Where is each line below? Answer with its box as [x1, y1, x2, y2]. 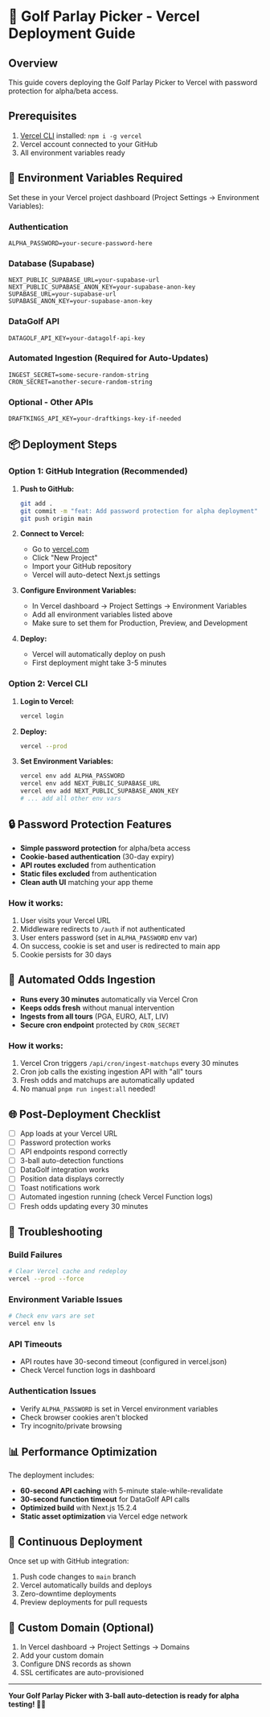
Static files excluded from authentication [19, 868, 157, 879]
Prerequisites [8, 109, 77, 123]
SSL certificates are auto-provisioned [19, 1668, 145, 1678]
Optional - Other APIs [8, 396, 94, 408]
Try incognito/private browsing [19, 1420, 122, 1430]
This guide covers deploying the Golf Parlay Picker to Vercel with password [8, 78, 258, 87]
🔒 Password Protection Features [8, 818, 172, 831]
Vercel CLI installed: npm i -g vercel [19, 130, 142, 140]
